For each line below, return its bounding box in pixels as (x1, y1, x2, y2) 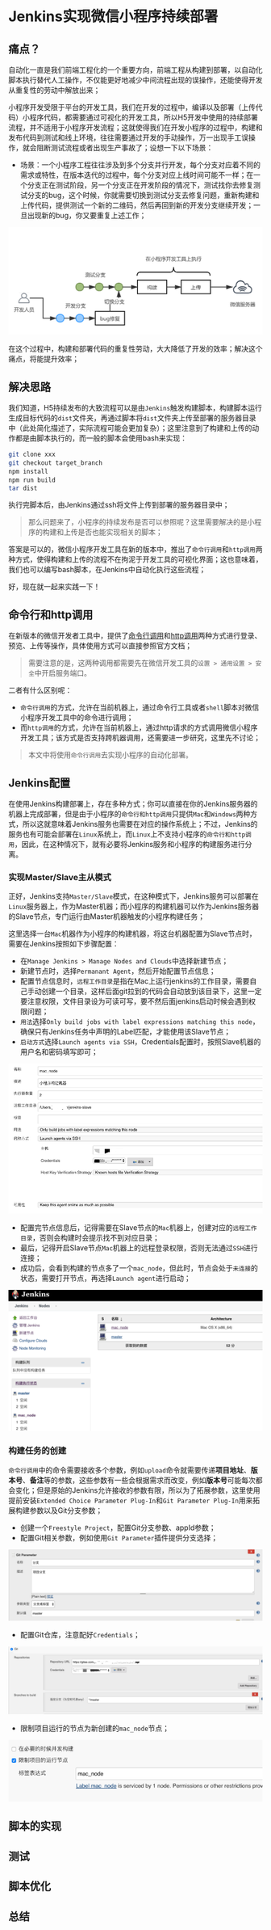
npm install (8, 467, 48, 475)
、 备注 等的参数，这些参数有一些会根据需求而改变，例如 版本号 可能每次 (23, 1475, 256, 1485)
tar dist (8, 484, 38, 493)
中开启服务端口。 (34, 668, 91, 678)
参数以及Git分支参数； (29, 1505, 103, 1515)
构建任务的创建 (8, 1445, 67, 1456)
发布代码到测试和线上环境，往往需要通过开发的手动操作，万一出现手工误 (8, 133, 248, 142)
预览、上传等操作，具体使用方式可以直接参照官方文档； (8, 641, 192, 651)
